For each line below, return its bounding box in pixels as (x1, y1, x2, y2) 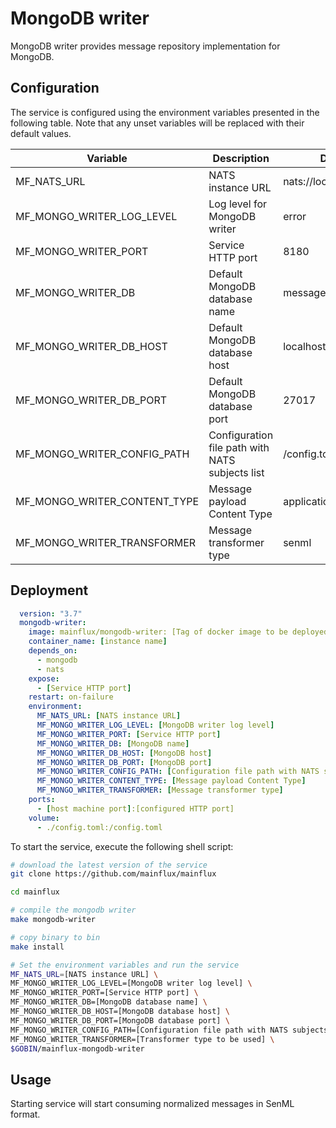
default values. (10, 127, 72, 139)
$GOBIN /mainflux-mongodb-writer (10, 1043, 145, 1054)
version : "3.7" (19, 608, 83, 619)
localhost (283, 339, 327, 353)
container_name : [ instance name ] (28, 637, 168, 647)
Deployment (10, 582, 89, 599)
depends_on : (28, 646, 78, 656)
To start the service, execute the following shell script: (10, 840, 234, 852)
